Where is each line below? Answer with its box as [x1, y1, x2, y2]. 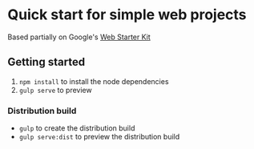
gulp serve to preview [18, 85, 93, 95]
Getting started [7, 55, 86, 69]
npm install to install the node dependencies [18, 76, 169, 86]
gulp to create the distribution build [18, 123, 135, 133]
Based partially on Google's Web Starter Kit [7, 32, 151, 42]
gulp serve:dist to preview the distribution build [18, 132, 180, 142]
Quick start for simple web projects [7, 6, 247, 24]
